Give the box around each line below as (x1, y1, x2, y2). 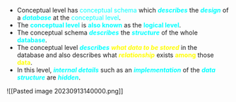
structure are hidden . (16, 73, 81, 82)
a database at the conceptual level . (16, 13, 122, 22)
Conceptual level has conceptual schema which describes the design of (16, 6, 229, 14)
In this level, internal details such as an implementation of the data (16, 66, 216, 74)
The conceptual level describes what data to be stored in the (16, 44, 198, 51)
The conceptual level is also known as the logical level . (16, 21, 182, 29)
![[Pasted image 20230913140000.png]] (6, 87, 124, 95)
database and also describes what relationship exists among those (16, 51, 214, 59)
